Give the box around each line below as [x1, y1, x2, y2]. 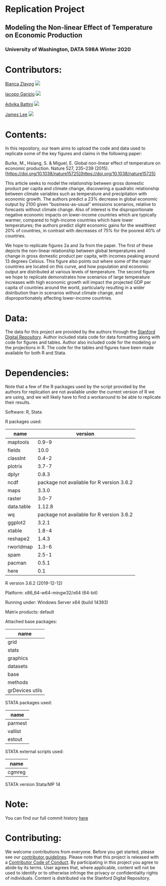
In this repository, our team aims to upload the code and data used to [5, 145, 146, 152]
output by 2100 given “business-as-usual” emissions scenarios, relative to [5, 202, 157, 208]
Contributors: [5, 64, 62, 75]
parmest [7, 720, 27, 727]
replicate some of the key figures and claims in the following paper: [5, 151, 142, 156]
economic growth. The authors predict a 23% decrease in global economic [5, 196, 158, 202]
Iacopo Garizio [5, 91, 35, 97]
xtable [7, 527, 22, 534]
